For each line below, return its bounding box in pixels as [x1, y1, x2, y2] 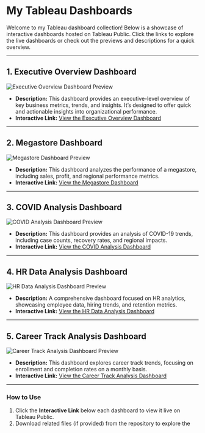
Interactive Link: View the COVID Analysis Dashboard [15, 243, 151, 250]
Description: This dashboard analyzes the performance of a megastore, [15, 166, 197, 173]
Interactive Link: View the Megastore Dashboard [15, 178, 138, 186]
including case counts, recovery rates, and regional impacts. [15, 236, 168, 244]
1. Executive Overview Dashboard [6, 67, 137, 77]
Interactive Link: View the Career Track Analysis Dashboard [15, 372, 167, 379]
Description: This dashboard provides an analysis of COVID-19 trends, [15, 230, 193, 238]
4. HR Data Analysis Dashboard [6, 266, 128, 277]
